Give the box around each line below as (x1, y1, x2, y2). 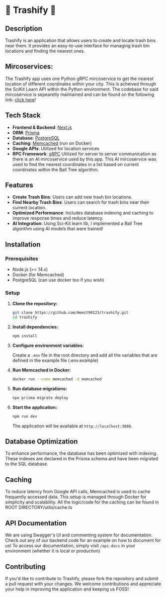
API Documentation (5, 519, 67, 527)
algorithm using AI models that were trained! (12, 226, 103, 232)
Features (5, 181, 33, 189)
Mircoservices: (5, 62, 53, 71)
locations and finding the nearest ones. (5, 48, 85, 54)
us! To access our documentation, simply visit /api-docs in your (5, 543, 136, 549)
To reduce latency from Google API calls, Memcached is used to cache (5, 489, 151, 495)
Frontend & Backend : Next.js (12, 124, 72, 130)
